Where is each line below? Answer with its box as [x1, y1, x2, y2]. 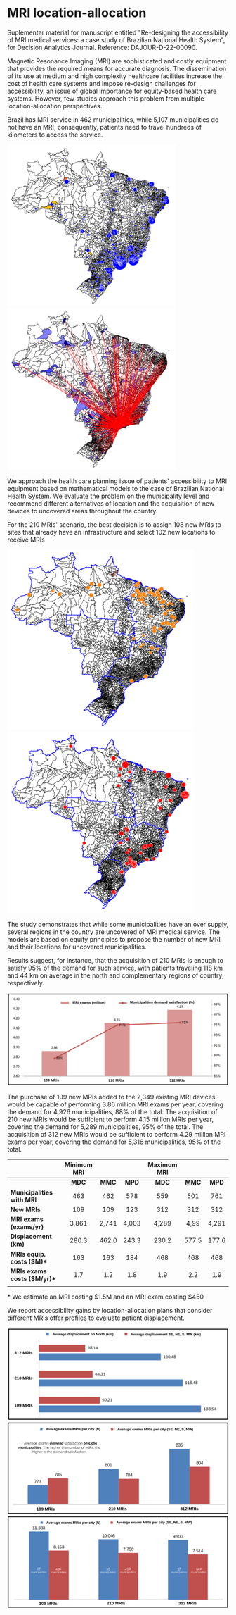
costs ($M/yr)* [10, 1274, 56, 1283]
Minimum [64, 1161, 93, 1169]
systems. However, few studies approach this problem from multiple [7, 94, 205, 103]
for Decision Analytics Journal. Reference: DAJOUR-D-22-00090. [7, 43, 198, 51]
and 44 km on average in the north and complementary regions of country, [7, 971, 224, 980]
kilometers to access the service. [7, 130, 103, 139]
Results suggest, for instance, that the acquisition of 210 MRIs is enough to [7, 956, 223, 964]
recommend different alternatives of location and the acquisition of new [7, 499, 215, 508]
